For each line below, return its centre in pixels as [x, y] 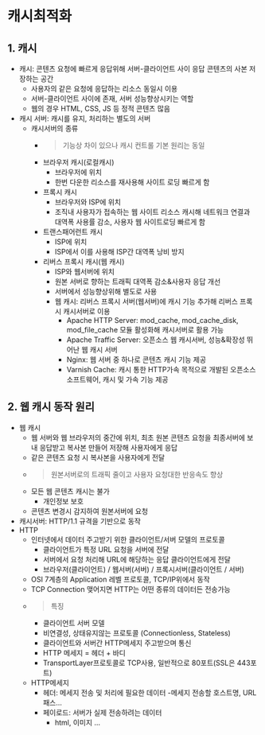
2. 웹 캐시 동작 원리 [51, 407]
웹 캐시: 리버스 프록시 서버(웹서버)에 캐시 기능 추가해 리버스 [146, 301]
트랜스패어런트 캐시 [73, 232]
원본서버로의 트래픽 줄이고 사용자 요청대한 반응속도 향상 [137, 474]
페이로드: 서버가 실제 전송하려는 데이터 [102, 712]
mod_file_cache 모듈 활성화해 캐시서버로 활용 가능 [145, 330]
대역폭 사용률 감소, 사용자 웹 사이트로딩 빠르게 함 [130, 222]
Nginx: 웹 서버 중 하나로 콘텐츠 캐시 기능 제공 [136, 360]
